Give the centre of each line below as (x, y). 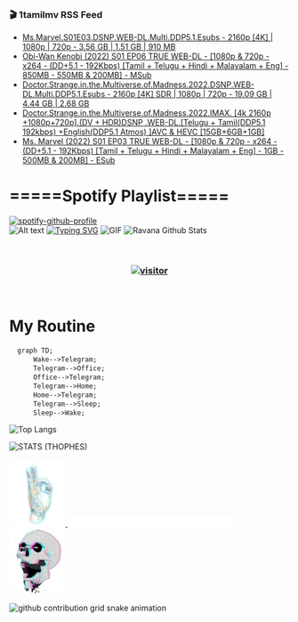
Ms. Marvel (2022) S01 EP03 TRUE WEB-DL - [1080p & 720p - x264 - (149, 141)
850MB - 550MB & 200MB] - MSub (87, 76)
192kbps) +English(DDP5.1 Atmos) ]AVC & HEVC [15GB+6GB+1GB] (143, 132)
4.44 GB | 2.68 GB (56, 104)
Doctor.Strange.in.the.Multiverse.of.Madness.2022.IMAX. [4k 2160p (146, 113)
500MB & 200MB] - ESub (68, 160)
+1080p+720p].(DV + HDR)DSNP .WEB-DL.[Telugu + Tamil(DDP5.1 (144, 123)
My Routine (52, 326)
